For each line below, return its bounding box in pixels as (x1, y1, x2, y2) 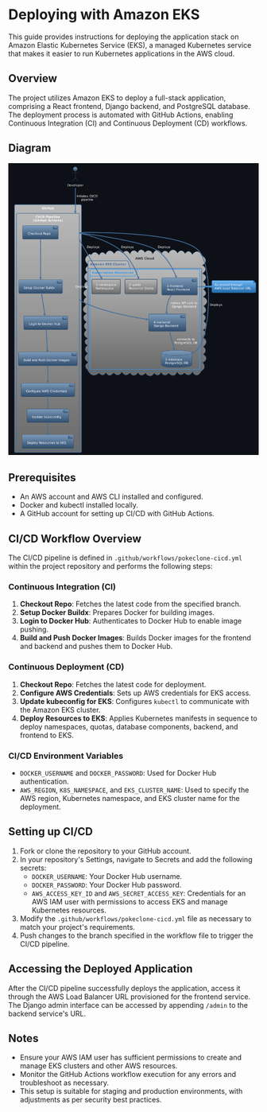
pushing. (19, 624, 49, 634)
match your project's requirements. (19, 922, 135, 931)
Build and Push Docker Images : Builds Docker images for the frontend (19, 633, 252, 643)
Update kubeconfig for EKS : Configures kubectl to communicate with (19, 696, 250, 706)
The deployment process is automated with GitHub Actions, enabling (8, 110, 234, 119)
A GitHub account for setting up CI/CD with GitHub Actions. (19, 509, 215, 519)
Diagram (8, 142, 52, 155)
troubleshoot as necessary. (19, 1078, 110, 1087)
